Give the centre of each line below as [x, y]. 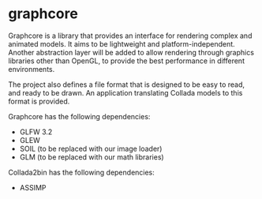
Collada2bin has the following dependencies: [82, 172]
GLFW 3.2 [36, 132]
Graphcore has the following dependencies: [79, 116]
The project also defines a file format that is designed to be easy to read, [127, 84]
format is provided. [39, 101]
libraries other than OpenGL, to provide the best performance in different [126, 61]
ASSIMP [33, 187]
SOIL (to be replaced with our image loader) [91, 148]
